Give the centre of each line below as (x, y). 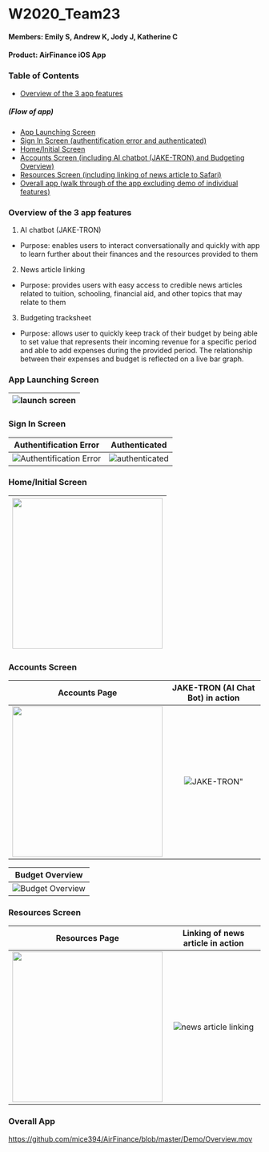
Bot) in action (213, 698)
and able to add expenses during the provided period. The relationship (136, 350)
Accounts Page (87, 693)
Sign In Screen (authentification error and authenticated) (113, 140)
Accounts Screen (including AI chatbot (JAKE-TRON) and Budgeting (132, 157)
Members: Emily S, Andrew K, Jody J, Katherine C (93, 36)
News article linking (52, 269)
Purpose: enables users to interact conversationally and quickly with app (140, 245)
